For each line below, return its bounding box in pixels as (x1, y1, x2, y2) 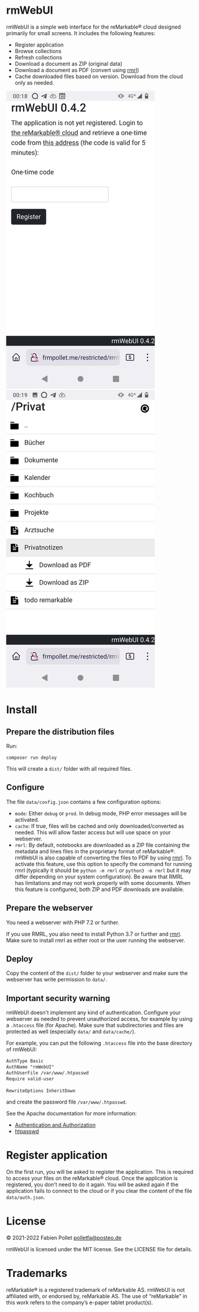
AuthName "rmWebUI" (6, 1064, 55, 1070)
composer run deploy (6, 755, 58, 761)
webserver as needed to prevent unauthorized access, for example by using (6, 1015, 193, 1023)
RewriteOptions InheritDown (6, 1088, 76, 1094)
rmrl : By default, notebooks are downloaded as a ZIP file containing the (14, 841, 190, 849)
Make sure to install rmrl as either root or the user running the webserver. (6, 936, 185, 944)
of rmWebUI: (6, 1046, 37, 1053)
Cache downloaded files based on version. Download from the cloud (14, 73, 183, 80)
